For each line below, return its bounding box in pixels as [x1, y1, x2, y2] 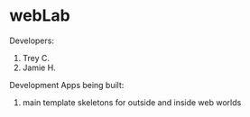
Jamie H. [22, 62, 56, 73]
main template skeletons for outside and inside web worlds [22, 96, 242, 108]
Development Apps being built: [9, 79, 125, 90]
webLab [9, 5, 70, 26]
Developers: [9, 35, 54, 46]
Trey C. [22, 52, 51, 63]
